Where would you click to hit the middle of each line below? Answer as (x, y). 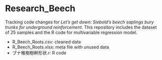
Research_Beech (40, 9)
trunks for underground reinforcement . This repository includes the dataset (81, 27)
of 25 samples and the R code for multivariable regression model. (71, 32)
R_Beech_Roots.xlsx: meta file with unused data (61, 47)
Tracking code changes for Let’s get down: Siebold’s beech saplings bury (80, 22)
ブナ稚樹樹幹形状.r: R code (39, 53)
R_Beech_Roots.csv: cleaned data (46, 41)
